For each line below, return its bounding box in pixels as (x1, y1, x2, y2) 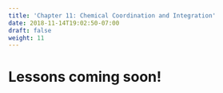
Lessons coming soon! (8, 68, 162, 86)
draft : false (8, 26, 52, 34)
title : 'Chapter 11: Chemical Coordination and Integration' (8, 11, 217, 20)
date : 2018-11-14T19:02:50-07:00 (8, 19, 120, 27)
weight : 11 (8, 33, 45, 42)
